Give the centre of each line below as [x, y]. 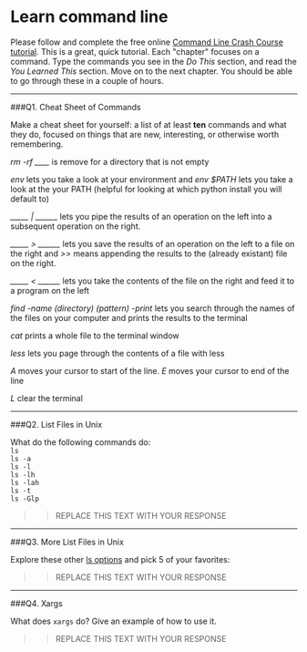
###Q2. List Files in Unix [56, 424]
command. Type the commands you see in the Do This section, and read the [153, 61]
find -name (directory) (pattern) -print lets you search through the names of [153, 308]
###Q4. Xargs [36, 603]
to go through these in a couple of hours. [87, 80]
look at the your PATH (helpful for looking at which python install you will [146, 189]
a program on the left [50, 290]
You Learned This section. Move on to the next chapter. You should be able [152, 71]
